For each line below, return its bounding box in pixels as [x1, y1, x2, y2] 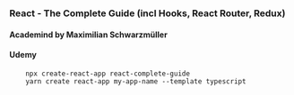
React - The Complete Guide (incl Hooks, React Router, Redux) [9, 7, 286, 20]
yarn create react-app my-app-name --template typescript [25, 76, 246, 86]
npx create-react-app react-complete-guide [25, 69, 191, 78]
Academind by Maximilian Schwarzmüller [9, 29, 168, 40]
